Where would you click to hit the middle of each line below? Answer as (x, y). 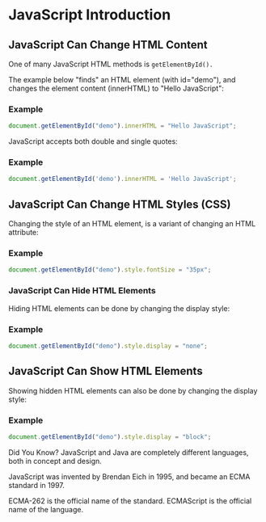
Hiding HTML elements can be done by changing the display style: (119, 308)
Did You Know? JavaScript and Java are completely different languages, (129, 452)
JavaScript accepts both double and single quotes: (93, 141)
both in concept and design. (55, 461)
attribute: (23, 233)
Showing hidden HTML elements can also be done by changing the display (133, 390)
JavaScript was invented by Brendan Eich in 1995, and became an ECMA (129, 476)
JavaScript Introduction (90, 15)
